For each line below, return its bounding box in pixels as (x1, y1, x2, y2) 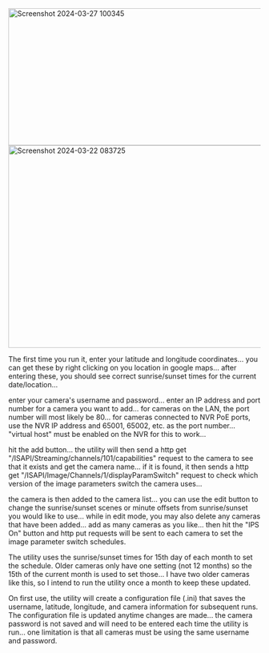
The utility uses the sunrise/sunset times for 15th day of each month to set (8, 552, 254, 562)
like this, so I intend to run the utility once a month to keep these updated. (8, 578, 251, 587)
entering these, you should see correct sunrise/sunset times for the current (8, 371, 257, 381)
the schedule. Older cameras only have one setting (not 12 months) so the (8, 561, 252, 571)
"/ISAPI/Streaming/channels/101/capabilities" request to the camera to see (8, 454, 254, 463)
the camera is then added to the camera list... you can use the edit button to (8, 495, 259, 503)
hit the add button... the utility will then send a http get (8, 445, 187, 455)
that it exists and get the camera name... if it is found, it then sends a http (8, 462, 250, 471)
